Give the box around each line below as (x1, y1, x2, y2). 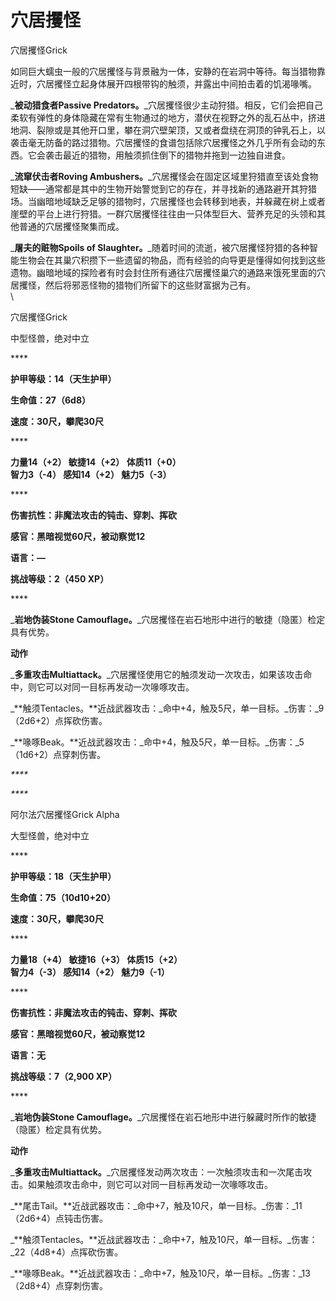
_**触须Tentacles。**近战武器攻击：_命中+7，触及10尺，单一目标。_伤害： (10, 1233, 318, 1245)
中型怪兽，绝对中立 (10, 332, 90, 344)
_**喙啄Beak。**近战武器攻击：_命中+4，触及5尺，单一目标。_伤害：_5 (10, 736, 305, 748)
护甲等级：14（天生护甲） (10, 372, 117, 385)
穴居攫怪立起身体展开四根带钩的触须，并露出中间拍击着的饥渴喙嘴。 (36, 77, 317, 90)
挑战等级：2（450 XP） (10, 572, 110, 585)
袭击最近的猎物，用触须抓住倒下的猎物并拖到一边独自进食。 (44, 149, 291, 161)
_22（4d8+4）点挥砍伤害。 (10, 1246, 124, 1258)
